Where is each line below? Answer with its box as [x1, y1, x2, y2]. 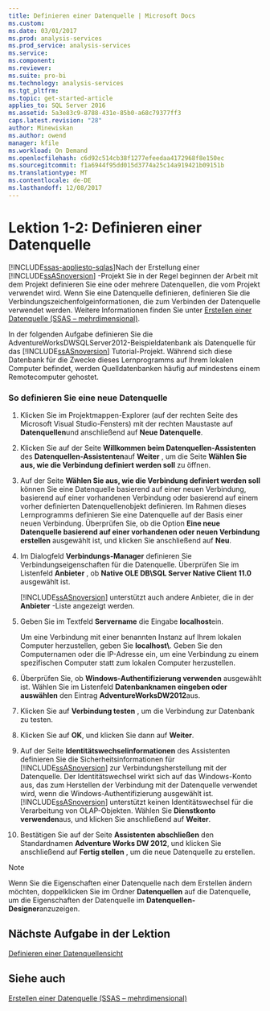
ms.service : [8, 49, 48, 57]
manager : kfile [8, 138, 59, 147]
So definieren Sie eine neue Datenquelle [8, 392, 168, 403]
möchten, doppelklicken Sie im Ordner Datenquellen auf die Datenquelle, [8, 886, 252, 896]
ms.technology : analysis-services [8, 79, 125, 87]
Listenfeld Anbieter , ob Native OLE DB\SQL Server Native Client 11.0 [19, 568, 252, 578]
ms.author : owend [8, 131, 67, 139]
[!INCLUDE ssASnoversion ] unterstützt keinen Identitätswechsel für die [19, 797, 254, 807]
